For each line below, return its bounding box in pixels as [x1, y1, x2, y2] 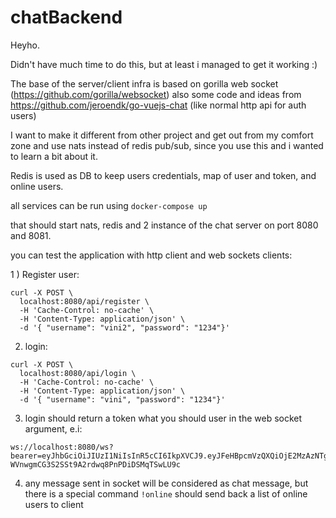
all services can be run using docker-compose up [10, 199, 208, 211]
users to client [24, 498, 84, 510]
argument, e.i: [24, 422, 83, 435]
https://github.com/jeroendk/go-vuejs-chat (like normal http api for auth [10, 99, 307, 111]
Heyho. [10, 39, 40, 51]
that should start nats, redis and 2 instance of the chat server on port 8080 [10, 219, 319, 231]
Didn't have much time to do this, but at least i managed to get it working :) [10, 58, 318, 70]
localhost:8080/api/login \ [19, 368, 137, 378]
